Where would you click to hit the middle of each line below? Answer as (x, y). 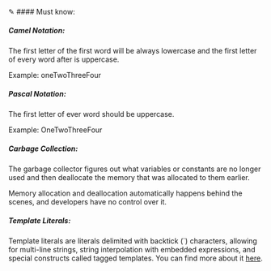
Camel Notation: (37, 30)
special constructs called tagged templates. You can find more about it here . (135, 258)
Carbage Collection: (43, 148)
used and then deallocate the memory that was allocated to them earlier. (129, 177)
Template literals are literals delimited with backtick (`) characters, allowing (133, 241)
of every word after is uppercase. (64, 59)
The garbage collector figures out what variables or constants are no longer (135, 169)
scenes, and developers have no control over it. (88, 201)
